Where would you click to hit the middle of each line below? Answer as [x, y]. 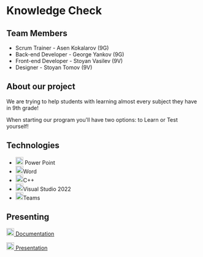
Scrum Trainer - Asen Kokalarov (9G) [62, 48]
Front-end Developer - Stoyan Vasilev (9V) [69, 61]
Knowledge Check [54, 11]
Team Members [37, 33]
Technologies [33, 145]
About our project [41, 87]
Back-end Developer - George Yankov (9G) [70, 54]
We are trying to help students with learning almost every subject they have [102, 101]
